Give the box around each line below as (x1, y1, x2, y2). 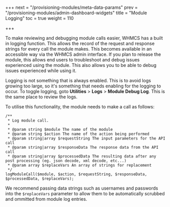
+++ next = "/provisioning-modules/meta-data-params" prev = (5, 5, 138, 10)
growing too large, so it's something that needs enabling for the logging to (5, 83, 161, 89)
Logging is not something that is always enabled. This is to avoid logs (5, 78, 152, 83)
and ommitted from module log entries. (5, 196, 88, 202)
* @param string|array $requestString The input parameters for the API (7, 136, 166, 141)
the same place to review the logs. (5, 94, 78, 100)
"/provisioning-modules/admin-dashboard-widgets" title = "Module (5, 10, 147, 16)
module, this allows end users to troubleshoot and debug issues (5, 57, 140, 63)
